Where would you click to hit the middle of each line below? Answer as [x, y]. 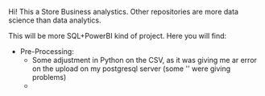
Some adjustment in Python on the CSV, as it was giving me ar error [145, 60]
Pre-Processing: [47, 51]
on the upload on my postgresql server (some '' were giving [131, 69]
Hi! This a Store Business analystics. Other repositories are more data [124, 12]
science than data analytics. [55, 20]
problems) [49, 77]
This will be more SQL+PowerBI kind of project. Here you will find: [118, 36]
